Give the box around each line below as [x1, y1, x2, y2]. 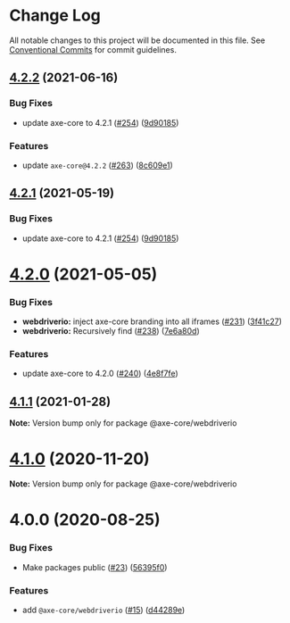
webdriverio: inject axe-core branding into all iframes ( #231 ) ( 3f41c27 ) [21, 316, 283, 327]
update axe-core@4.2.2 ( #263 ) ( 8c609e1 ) [21, 160, 174, 170]
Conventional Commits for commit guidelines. [9, 44, 177, 54]
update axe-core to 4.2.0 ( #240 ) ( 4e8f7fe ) [21, 368, 178, 379]
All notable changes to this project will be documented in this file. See [9, 35, 266, 46]
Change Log [9, 5, 101, 26]
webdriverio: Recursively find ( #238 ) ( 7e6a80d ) [21, 326, 201, 336]
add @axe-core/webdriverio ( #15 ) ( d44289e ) [21, 604, 186, 615]
